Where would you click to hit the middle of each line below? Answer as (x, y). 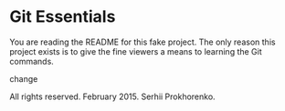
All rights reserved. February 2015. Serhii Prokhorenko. (113, 96)
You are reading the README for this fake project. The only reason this (142, 42)
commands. (32, 61)
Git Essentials (63, 17)
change (24, 78)
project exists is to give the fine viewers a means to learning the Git (136, 51)
